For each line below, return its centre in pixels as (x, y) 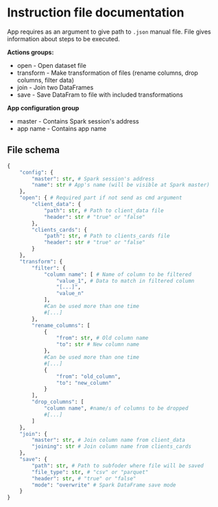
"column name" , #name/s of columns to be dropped (116, 408)
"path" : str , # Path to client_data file (104, 211)
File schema (34, 150)
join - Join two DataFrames (55, 87)
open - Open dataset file (52, 65)
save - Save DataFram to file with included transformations (100, 95)
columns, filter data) (45, 80)
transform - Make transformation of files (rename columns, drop (108, 73)
